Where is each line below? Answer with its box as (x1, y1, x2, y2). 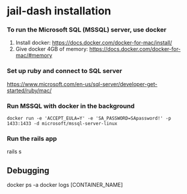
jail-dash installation (7, 4, 111, 18)
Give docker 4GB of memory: (15, 46, 88, 53)
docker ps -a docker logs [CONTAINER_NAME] (7, 181, 123, 189)
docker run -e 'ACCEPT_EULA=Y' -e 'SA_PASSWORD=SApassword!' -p (7, 116, 171, 122)
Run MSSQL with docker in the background (7, 102, 135, 110)
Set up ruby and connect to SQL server (7, 67, 123, 75)
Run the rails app (7, 135, 57, 143)
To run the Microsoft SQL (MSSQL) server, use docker (7, 26, 167, 34)
